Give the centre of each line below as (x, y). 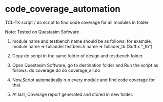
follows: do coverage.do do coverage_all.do (56, 70)
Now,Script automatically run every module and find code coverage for (83, 80)
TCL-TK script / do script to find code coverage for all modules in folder (77, 22)
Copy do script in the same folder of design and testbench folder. (78, 56)
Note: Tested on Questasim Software (42, 32)
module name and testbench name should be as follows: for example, (82, 41)
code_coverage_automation (63, 9)
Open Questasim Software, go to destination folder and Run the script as (85, 65)
